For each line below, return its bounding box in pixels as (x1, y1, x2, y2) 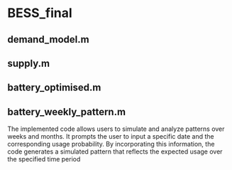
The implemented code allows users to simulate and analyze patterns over (7, 124, 225, 133)
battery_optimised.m (7, 82, 101, 94)
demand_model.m (7, 33, 90, 46)
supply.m (7, 57, 50, 69)
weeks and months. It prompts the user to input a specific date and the (7, 132, 214, 141)
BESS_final (7, 5, 72, 21)
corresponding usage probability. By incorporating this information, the (7, 140, 215, 149)
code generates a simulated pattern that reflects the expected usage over (7, 147, 223, 156)
